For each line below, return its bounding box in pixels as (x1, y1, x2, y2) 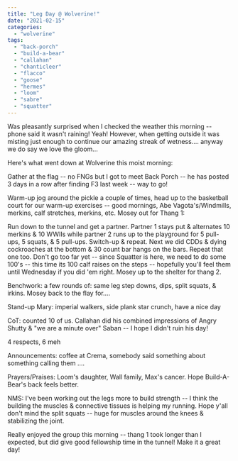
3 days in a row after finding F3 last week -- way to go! (7, 179, 168, 188)
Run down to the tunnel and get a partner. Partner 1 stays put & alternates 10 (7, 222, 231, 230)
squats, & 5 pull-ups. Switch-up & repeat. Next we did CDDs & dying (27, 237, 227, 245)
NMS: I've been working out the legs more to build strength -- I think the (7, 394, 219, 402)
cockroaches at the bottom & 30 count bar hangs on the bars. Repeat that (7, 245, 224, 253)
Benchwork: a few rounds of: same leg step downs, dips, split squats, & (7, 281, 217, 289)
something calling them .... (7, 359, 85, 367)
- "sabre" (13, 96, 43, 104)
